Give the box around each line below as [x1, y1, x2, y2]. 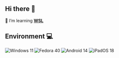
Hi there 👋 [5, 5, 36, 13]
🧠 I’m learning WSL [5, 17, 44, 23]
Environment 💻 [5, 32, 53, 41]
